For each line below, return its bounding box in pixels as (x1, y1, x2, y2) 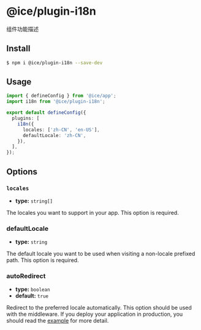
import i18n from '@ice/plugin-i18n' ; (6, 99, 105, 105)
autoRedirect (6, 272, 46, 280)
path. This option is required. (6, 257, 79, 264)
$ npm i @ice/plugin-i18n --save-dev (6, 59, 103, 66)
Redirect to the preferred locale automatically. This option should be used (6, 304, 192, 312)
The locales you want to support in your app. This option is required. (6, 209, 179, 216)
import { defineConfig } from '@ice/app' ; (6, 93, 116, 99)
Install (6, 43, 31, 54)
